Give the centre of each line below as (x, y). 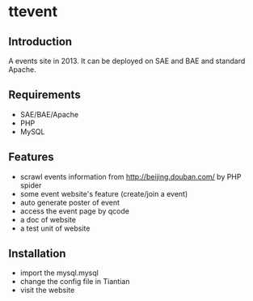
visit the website (47, 290)
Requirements (44, 95)
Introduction (40, 42)
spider (31, 185)
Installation (37, 254)
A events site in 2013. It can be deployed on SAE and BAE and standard (127, 61)
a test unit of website (55, 228)
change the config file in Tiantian (75, 282)
